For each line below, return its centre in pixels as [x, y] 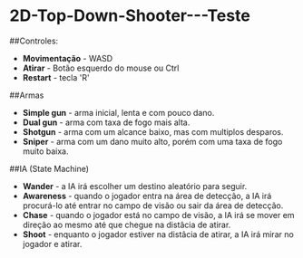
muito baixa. [46, 151]
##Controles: [34, 41]
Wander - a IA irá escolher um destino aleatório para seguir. [135, 186]
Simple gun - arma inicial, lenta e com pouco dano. [118, 112]
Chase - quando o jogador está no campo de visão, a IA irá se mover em [158, 215]
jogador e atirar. [52, 244]
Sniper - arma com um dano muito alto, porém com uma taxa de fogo [152, 141]
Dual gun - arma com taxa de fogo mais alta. [106, 122]
